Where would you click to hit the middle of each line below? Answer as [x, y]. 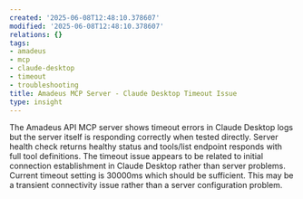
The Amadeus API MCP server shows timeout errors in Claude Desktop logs [151, 128]
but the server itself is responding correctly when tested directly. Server [144, 137]
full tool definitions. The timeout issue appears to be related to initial [137, 156]
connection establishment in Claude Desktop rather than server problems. [147, 166]
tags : [20, 43]
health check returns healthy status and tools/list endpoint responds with [146, 147]
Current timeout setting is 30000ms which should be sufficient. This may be [151, 175]
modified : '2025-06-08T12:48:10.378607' [87, 26]
